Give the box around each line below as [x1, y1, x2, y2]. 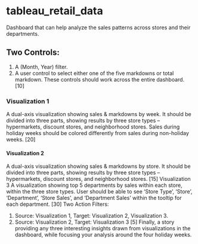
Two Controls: [6, 48, 60, 58]
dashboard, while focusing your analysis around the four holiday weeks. [14, 231, 192, 239]
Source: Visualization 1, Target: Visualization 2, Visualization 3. [14, 212, 168, 220]
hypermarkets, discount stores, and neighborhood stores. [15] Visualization [6, 176, 191, 183]
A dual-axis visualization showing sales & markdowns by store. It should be [6, 162, 191, 170]
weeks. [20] [6, 136, 36, 143]
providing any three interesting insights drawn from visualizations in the [14, 225, 191, 232]
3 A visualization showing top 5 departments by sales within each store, [6, 182, 183, 189]
